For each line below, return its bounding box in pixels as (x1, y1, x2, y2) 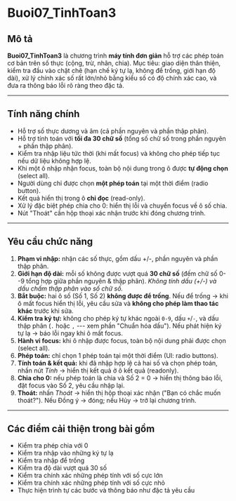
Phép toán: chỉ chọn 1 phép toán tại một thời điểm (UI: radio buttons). (17, 351, 219, 359)
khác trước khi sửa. (17, 307, 74, 315)
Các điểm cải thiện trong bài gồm (7, 423, 155, 435)
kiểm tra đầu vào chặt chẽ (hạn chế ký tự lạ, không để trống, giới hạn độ (7, 67, 216, 74)
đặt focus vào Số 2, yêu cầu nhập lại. (17, 381, 125, 389)
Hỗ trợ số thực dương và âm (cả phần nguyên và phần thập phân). (17, 126, 209, 135)
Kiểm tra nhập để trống (17, 456, 85, 465)
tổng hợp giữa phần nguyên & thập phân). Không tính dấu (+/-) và (25, 276, 217, 285)
